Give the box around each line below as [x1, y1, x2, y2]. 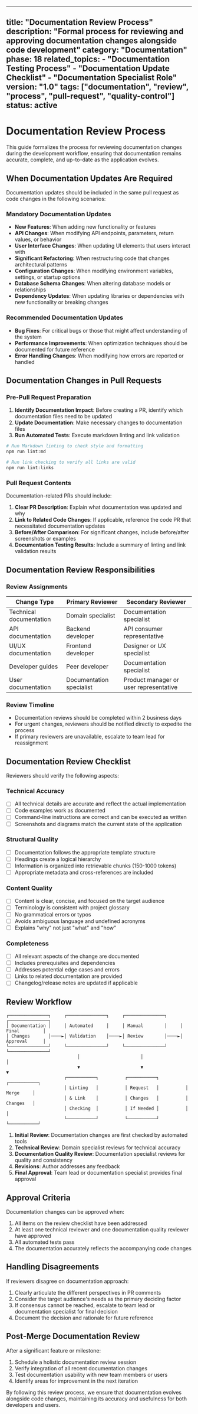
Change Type [15, 597, 54, 606]
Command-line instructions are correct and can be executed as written [14, 814, 187, 821]
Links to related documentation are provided [14, 973, 123, 980]
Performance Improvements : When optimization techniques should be [14, 339, 187, 346]
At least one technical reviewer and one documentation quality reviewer [14, 1226, 189, 1233]
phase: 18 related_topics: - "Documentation [6, 54, 170, 64]
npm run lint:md [6, 448, 46, 455]
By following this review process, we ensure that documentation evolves [6, 1389, 181, 1396]
